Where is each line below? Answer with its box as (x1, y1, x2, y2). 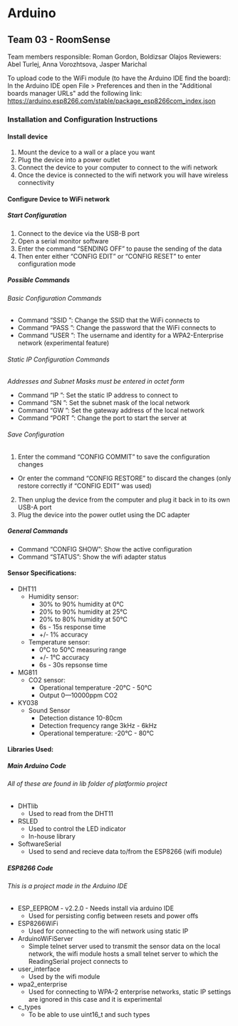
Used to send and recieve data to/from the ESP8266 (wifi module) (28, 847, 222, 856)
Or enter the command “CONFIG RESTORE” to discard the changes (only (17, 474, 232, 482)
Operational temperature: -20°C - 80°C (38, 729, 155, 737)
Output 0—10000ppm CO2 (38, 691, 118, 699)
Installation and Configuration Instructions (7, 114, 158, 124)
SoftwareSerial (17, 840, 62, 848)
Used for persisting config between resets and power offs (28, 911, 199, 920)
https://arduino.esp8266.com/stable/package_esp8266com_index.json (7, 96, 216, 105)
